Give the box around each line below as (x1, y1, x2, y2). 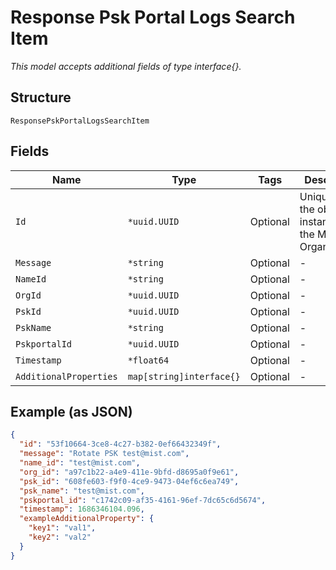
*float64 (127, 354, 170, 366)
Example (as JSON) (10, 403, 133, 420)
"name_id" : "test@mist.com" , (19, 458, 141, 468)
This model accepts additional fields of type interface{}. (10, 60, 242, 72)
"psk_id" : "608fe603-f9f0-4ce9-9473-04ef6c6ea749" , (19, 476, 240, 486)
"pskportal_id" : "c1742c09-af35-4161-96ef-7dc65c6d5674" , (19, 495, 267, 505)
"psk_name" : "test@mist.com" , (19, 486, 145, 496)
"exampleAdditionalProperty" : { (19, 514, 155, 524)
